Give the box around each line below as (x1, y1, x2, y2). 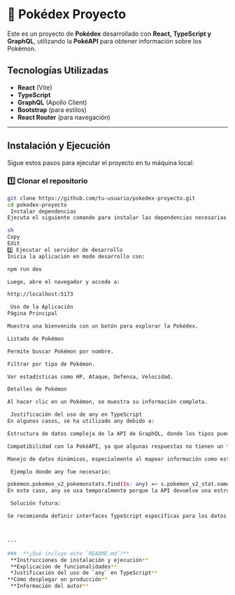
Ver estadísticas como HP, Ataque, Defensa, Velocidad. (7, 373, 173, 380)
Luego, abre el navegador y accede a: (7, 278, 120, 286)
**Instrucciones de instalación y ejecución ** (10, 556, 149, 563)
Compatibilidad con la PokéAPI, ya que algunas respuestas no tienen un (7, 442, 224, 450)
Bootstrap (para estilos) (17, 105, 87, 114)
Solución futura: (10, 500, 61, 507)
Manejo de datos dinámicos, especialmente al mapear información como (7, 455, 218, 463)
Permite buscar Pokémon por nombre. (7, 348, 114, 355)
